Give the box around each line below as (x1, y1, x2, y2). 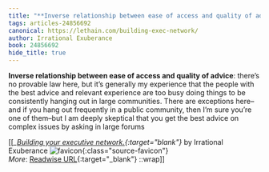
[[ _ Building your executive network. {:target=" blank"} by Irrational (8, 138, 224, 146)
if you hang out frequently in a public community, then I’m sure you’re (22, 105, 252, 114)
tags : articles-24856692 (8, 19, 91, 27)
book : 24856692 (8, 42, 59, 50)
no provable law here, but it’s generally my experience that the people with (8, 79, 255, 89)
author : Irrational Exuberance (8, 34, 113, 42)
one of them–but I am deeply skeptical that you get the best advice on (8, 114, 239, 122)
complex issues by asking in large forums (8, 122, 146, 131)
